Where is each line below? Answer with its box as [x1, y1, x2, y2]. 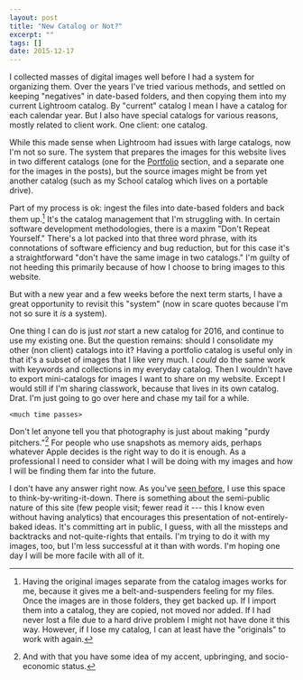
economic [22, 661, 60, 672]
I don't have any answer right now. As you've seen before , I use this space [9, 483, 286, 494]
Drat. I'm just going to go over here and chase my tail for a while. [9, 392, 250, 403]
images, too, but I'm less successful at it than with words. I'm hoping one [9, 541, 280, 552]
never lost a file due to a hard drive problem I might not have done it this [22, 615, 290, 626]
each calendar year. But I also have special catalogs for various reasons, [9, 110, 279, 121]
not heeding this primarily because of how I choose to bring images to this [9, 261, 286, 272]
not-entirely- [242, 512, 289, 523]
